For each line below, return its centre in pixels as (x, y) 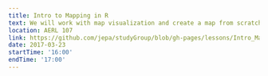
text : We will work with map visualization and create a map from (121, 23)
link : (17, 38)
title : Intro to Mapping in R (59, 15)
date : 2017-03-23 (37, 45)
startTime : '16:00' (41, 52)
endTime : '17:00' (37, 60)
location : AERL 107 (41, 30)
